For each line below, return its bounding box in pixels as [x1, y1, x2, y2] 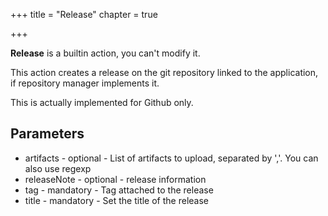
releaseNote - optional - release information [24, 173, 207, 185]
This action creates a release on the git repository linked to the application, [10, 67, 319, 78]
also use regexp [24, 162, 92, 174]
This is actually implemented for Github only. [10, 97, 194, 108]
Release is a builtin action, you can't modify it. [10, 47, 201, 59]
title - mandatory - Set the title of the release [24, 194, 209, 206]
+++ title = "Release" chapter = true [10, 9, 158, 20]
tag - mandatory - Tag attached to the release [24, 184, 214, 196]
